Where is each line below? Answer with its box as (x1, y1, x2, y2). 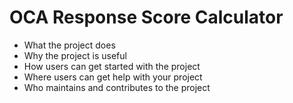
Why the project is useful (23, 49, 127, 61)
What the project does (23, 39, 116, 51)
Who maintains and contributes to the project (23, 81, 211, 93)
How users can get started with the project (23, 60, 201, 72)
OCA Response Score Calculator (9, 6, 284, 29)
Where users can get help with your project (23, 71, 203, 83)
